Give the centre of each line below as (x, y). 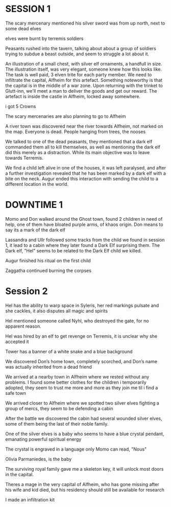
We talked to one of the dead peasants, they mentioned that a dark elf (79, 141)
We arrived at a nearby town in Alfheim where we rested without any (77, 376)
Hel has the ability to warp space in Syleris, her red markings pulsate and (82, 305)
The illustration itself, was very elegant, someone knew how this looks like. (84, 69)
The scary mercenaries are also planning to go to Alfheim (66, 116)
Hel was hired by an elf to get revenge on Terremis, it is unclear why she (81, 336)
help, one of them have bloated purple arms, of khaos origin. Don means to (84, 224)
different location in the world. (37, 184)
